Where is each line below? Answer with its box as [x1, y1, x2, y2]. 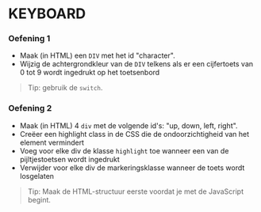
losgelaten [19, 171, 54, 180]
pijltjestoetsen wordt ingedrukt [19, 154, 121, 164]
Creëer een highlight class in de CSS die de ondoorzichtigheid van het [19, 129, 250, 138]
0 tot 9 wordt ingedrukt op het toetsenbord [19, 68, 160, 78]
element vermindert [19, 138, 85, 147]
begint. [27, 195, 52, 204]
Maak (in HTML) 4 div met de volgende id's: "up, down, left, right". [19, 120, 238, 131]
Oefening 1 [8, 33, 51, 44]
